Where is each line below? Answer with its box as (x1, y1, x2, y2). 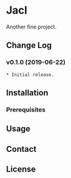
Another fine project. (6, 23, 57, 30)
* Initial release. (6, 72, 54, 78)
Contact (6, 144, 37, 154)
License (6, 164, 36, 174)
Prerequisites (6, 105, 46, 113)
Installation (6, 88, 49, 98)
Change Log (6, 40, 52, 50)
